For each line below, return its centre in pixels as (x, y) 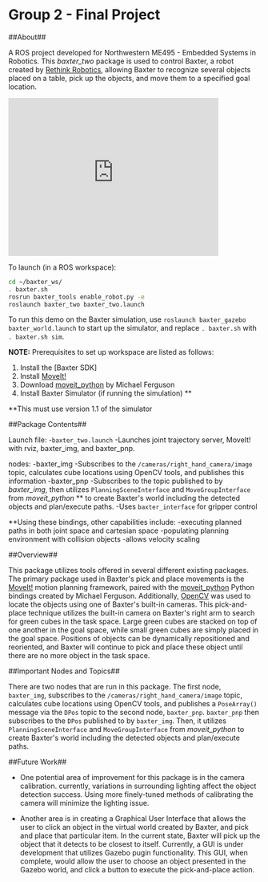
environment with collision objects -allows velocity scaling (104, 539)
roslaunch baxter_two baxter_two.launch (77, 304)
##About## (27, 37)
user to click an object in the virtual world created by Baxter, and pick (134, 827)
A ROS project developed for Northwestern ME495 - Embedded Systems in (132, 52)
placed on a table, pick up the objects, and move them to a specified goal (129, 78)
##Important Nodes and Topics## (64, 671)
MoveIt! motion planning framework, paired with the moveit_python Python (131, 587)
